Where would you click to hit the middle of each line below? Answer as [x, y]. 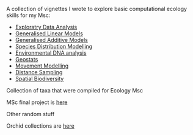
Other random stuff [31, 114]
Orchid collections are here [40, 126]
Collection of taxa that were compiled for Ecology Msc [75, 90]
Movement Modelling [42, 66]
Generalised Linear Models [49, 33]
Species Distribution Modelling [54, 46]
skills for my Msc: [28, 15]
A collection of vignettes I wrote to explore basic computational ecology [97, 9]
